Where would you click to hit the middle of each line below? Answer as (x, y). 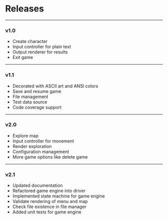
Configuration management (41, 151)
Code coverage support (37, 107)
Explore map (25, 135)
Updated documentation (37, 185)
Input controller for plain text (42, 47)
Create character (30, 41)
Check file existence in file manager (49, 207)
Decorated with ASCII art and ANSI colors (55, 86)
